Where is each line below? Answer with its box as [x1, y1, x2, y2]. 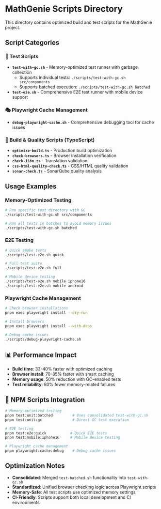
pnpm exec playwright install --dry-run [5, 310, 88, 315]
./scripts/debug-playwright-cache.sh [5, 337, 81, 342]
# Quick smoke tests [5, 248, 47, 253]
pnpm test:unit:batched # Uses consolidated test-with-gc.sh [5, 413, 149, 417]
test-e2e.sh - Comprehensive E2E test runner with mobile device [12, 89, 143, 95]
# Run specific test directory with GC [5, 207, 86, 213]
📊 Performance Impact [5, 351, 77, 359]
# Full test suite [5, 261, 42, 266]
